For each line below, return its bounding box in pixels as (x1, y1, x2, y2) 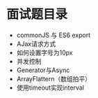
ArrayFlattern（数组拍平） (16, 74, 92, 83)
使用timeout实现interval (16, 83, 85, 92)
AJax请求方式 (16, 39, 56, 48)
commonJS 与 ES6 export (16, 31, 91, 39)
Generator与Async (16, 66, 70, 74)
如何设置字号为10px (16, 48, 74, 57)
